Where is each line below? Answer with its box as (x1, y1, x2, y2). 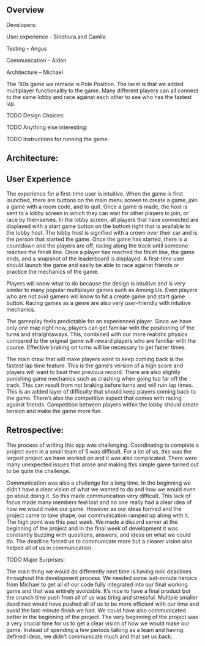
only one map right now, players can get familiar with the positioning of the (6, 324, 195, 332)
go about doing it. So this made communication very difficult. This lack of (6, 492, 191, 499)
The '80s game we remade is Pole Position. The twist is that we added (6, 80, 184, 87)
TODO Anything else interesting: (6, 123, 88, 131)
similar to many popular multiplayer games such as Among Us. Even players (6, 287, 198, 294)
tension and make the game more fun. (6, 408, 102, 415)
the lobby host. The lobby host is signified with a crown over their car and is (6, 229, 198, 237)
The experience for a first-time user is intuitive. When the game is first (6, 190, 184, 197)
